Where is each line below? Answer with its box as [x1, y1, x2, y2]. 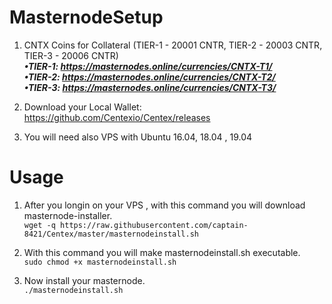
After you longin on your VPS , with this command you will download [23, 199, 306, 211]
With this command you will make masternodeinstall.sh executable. [23, 246, 301, 258]
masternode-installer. [23, 209, 113, 221]
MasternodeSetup [9, 6, 164, 29]
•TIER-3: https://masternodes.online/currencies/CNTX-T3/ [23, 81, 277, 93]
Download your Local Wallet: [23, 101, 142, 113]
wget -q [23, 220, 56, 230]
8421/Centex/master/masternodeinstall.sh [23, 229, 199, 239]
